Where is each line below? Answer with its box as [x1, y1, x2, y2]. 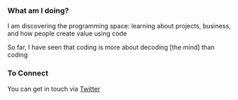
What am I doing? [7, 6, 69, 16]
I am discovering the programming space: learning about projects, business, [7, 22, 232, 30]
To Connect [7, 68, 48, 78]
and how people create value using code [7, 29, 127, 38]
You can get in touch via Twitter [7, 84, 100, 93]
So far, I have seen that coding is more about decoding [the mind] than [7, 43, 215, 52]
